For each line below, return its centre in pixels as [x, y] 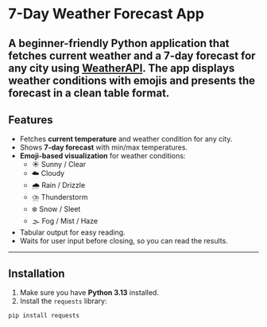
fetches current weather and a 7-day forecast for [132, 55]
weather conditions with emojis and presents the [132, 80]
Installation [37, 273]
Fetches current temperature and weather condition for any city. [126, 139]
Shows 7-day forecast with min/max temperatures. [104, 147]
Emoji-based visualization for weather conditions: [103, 156]
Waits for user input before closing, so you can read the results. [124, 241]
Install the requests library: [63, 301]
